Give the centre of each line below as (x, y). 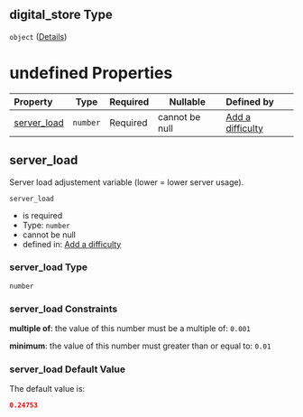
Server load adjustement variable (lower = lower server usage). (127, 182)
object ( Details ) (38, 36)
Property (33, 101)
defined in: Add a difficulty (72, 244)
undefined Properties (91, 73)
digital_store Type (61, 15)
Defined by (250, 101)
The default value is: (47, 389)
